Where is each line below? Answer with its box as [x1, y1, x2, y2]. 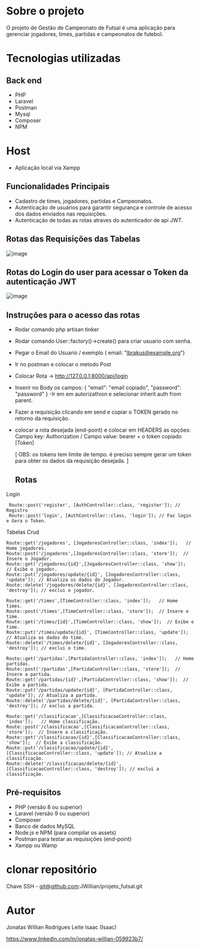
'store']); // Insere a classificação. [6, 729, 109, 735]
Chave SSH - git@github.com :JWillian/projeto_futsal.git [6, 883, 143, 890]
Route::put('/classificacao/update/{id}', [6, 744, 114, 751]
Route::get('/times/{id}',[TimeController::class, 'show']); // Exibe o [6, 618, 195, 625]
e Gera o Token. [6, 518, 47, 524]
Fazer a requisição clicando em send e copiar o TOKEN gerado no [14, 408, 178, 415]
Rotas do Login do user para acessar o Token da [6, 267, 189, 277]
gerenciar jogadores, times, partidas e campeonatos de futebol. [6, 30, 163, 37]
